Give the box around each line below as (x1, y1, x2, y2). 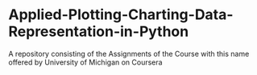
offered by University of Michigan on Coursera (8, 57, 163, 67)
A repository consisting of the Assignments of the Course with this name (8, 49, 250, 58)
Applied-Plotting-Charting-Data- (8, 6, 234, 24)
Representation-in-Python (8, 22, 189, 41)
